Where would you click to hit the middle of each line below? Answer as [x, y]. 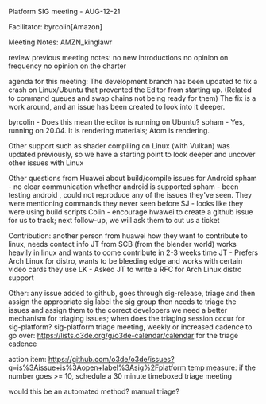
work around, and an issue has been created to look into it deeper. [117, 107]
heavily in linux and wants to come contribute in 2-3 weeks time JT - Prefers [133, 252]
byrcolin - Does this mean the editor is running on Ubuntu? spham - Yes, [127, 122]
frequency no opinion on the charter [67, 66]
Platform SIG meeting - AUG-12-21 [64, 12]
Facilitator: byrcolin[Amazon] [56, 27]
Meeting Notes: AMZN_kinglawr [60, 42]
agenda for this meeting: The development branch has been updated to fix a [133, 81]
